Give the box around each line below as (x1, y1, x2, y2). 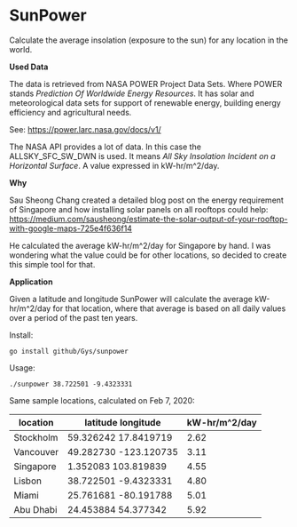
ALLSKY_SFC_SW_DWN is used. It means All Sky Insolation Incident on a (9, 150, 277, 161)
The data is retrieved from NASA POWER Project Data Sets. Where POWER (9, 78, 283, 89)
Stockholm (13, 431, 59, 443)
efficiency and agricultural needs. (9, 107, 132, 117)
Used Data (9, 61, 49, 72)
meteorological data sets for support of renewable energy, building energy (9, 97, 281, 108)
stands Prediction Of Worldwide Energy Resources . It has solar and (9, 88, 254, 99)
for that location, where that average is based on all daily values (52, 303, 286, 314)
